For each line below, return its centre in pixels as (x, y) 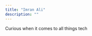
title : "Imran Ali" (25, 10)
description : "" (22, 14)
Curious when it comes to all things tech (46, 28)
